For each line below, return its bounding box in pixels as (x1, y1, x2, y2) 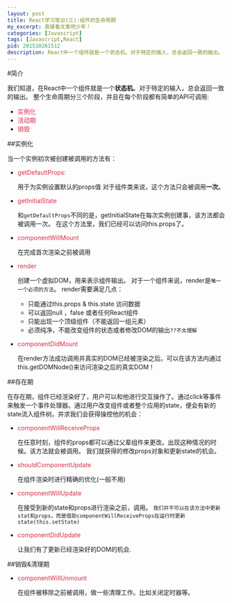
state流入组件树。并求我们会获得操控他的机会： (7, 409, 144, 418)
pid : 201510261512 (7, 42, 60, 49)
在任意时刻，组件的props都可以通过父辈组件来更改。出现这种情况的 (17, 438, 210, 446)
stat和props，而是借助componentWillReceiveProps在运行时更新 (17, 512, 185, 519)
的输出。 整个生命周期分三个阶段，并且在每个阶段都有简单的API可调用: (7, 92, 210, 101)
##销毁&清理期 (7, 560, 50, 568)
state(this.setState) (17, 518, 80, 526)
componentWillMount (17, 233, 79, 242)
